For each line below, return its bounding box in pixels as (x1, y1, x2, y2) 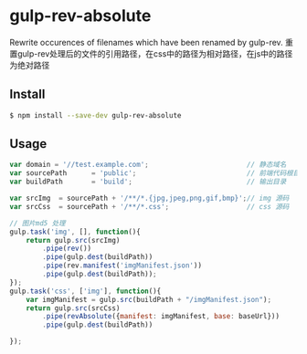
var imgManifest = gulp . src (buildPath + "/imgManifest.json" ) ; (26, 295, 272, 304)
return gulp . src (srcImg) (26, 235, 121, 245)
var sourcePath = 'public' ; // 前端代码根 (9, 169, 294, 178)
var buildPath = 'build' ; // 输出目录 (9, 177, 287, 187)
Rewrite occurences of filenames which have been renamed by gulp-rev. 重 (9, 36, 294, 47)
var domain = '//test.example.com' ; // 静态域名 (9, 161, 287, 170)
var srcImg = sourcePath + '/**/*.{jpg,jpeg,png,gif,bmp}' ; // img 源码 (9, 193, 290, 203)
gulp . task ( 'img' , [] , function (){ (9, 227, 142, 236)
